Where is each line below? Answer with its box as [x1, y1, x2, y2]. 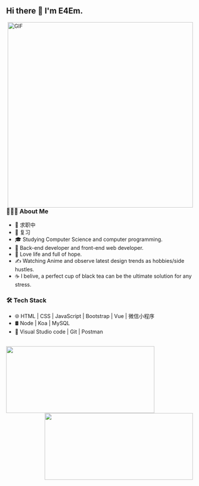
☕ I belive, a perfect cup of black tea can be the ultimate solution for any [14, 272, 192, 279]
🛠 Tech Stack [6, 296, 47, 304]
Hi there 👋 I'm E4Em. [6, 6, 83, 16]
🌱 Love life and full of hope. [14, 250, 82, 258]
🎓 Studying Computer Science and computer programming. [14, 236, 163, 243]
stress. [14, 281, 31, 288]
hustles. [14, 266, 34, 273]
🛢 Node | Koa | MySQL [14, 320, 70, 327]
